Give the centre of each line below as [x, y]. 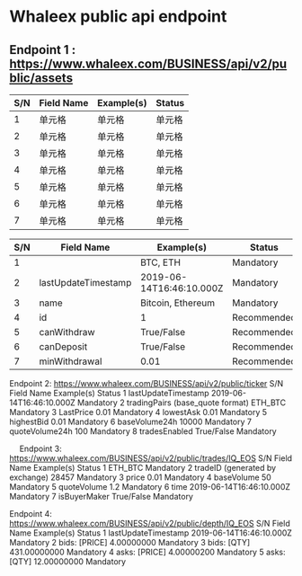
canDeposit [63, 346]
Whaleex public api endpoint [118, 17]
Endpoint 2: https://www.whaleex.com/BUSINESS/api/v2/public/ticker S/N [147, 383]
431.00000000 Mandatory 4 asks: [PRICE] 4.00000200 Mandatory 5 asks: [147, 552]
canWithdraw [67, 332]
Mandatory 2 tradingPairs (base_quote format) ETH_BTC [182, 403]
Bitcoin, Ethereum [178, 303]
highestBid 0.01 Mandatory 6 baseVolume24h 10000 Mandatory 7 [130, 421]
